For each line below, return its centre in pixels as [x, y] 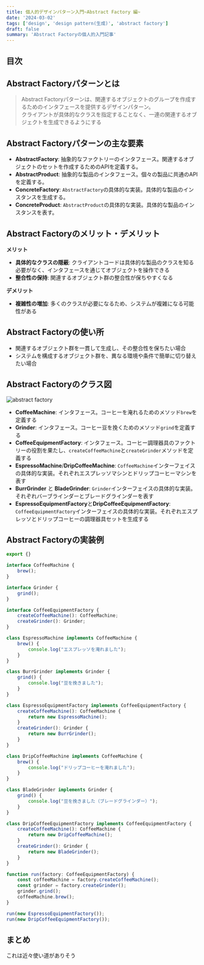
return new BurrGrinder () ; [62, 734]
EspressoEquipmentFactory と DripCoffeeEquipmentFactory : [93, 503]
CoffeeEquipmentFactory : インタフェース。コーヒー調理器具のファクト [105, 442]
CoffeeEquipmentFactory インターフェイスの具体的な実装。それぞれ [98, 511]
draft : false [23, 29]
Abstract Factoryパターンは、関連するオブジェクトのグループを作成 [106, 99]
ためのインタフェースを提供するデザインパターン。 [90, 107]
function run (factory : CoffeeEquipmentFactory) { [71, 874]
